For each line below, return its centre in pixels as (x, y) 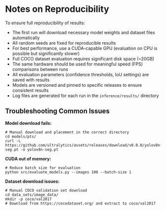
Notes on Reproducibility (57, 9)
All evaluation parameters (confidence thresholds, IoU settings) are (81, 74)
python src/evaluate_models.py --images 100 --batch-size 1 (68, 172)
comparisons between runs (40, 69)
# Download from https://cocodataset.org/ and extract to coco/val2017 (80, 203)
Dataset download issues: (32, 181)
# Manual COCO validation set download (46, 190)
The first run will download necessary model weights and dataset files (83, 32)
